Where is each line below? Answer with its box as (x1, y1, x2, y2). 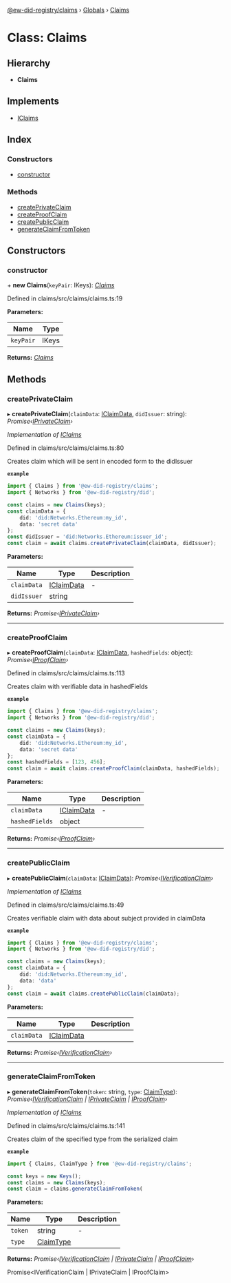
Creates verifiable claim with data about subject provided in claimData (7, 914, 206, 922)
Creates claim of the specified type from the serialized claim (7, 1135, 178, 1143)
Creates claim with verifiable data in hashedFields (7, 682, 148, 691)
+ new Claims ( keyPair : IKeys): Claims (7, 281, 115, 289)
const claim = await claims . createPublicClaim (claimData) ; (7, 990, 180, 997)
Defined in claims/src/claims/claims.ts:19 (7, 294, 123, 302)
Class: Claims (7, 30, 87, 45)
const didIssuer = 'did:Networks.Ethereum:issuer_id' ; (7, 533, 168, 540)
